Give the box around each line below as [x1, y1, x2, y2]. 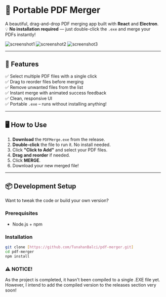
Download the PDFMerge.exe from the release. [12, 136, 105, 142]
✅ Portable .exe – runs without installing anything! [5, 101, 107, 107]
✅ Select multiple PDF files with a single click [5, 73, 97, 79]
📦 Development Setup [5, 182, 77, 190]
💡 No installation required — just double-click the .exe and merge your [5, 26, 151, 32]
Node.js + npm [12, 221, 43, 227]
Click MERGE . [12, 157, 41, 163]
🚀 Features [5, 60, 39, 69]
